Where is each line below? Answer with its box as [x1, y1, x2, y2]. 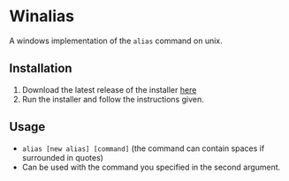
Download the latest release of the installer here [21, 84, 197, 94]
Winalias [9, 6, 75, 26]
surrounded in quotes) [21, 152, 104, 162]
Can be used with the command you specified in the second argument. [21, 162, 281, 172]
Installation [9, 61, 72, 76]
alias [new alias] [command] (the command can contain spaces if [21, 143, 265, 154]
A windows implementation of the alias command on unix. [9, 35, 223, 46]
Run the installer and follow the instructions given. [21, 94, 205, 104]
